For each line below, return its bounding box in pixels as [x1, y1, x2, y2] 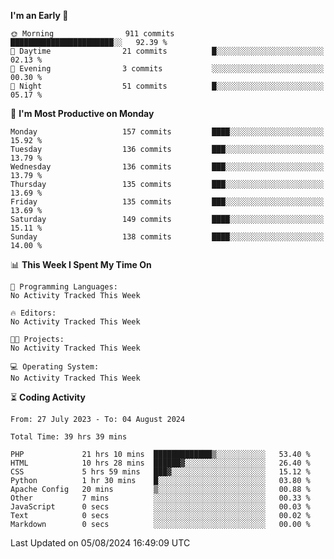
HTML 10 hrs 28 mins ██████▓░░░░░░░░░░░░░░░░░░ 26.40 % [10, 458, 311, 468]
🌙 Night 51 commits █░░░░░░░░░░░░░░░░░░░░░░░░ [10, 81, 325, 91]
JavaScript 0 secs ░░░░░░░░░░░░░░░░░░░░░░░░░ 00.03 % [10, 502, 311, 512]
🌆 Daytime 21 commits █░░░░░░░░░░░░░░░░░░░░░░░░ [10, 46, 325, 56]
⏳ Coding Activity [10, 391, 86, 403]
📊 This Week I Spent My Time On [10, 259, 152, 270]
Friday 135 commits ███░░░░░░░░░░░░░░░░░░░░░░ [10, 197, 325, 207]
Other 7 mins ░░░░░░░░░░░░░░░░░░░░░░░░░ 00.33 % [10, 493, 311, 503]
